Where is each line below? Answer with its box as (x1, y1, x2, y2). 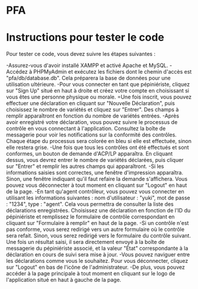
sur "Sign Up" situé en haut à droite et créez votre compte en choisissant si (6, 87, 189, 94)
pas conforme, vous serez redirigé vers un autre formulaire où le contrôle (6, 226, 185, 233)
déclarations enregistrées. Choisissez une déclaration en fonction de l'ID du (6, 207, 191, 214)
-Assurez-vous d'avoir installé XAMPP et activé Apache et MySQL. (6, 62, 168, 69)
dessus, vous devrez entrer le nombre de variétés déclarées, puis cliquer (6, 157, 184, 164)
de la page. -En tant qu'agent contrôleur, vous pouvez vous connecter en (6, 188, 184, 195)
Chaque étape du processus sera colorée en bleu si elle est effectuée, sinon (6, 138, 192, 145)
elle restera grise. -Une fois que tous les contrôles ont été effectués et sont (6, 144, 189, 151)
